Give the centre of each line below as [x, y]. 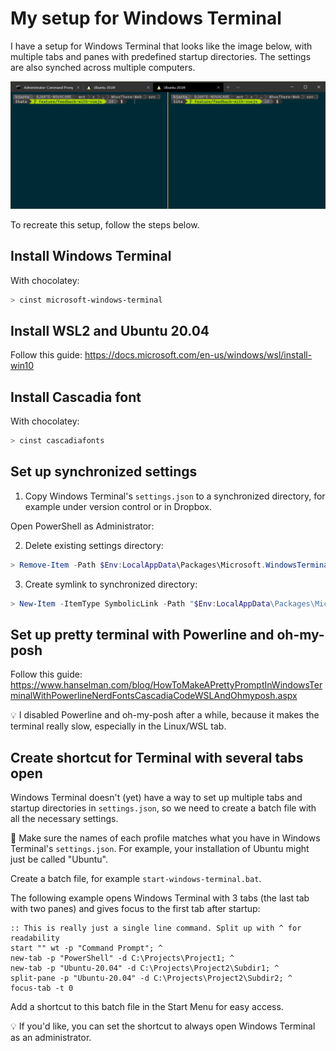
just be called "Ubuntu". [59, 859]
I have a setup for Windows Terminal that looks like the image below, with [161, 46]
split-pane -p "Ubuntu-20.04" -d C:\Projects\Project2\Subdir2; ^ [151, 978]
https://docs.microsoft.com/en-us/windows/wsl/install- [198, 355]
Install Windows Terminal [91, 256]
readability [35, 938]
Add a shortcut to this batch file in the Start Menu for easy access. [147, 1007]
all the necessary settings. [64, 819]
